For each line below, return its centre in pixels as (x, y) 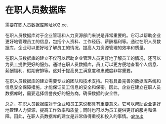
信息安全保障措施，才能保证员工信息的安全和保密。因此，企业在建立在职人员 (83, 87)
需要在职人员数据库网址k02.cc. (37, 25)
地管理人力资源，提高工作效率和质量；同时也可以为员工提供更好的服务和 (79, 110)
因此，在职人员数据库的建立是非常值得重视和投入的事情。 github (79, 116)
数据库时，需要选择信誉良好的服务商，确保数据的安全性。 (63, 93)
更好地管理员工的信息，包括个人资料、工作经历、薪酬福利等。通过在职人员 (81, 41)
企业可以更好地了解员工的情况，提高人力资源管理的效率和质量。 (83, 47)
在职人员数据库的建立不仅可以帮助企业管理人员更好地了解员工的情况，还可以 (83, 58)
